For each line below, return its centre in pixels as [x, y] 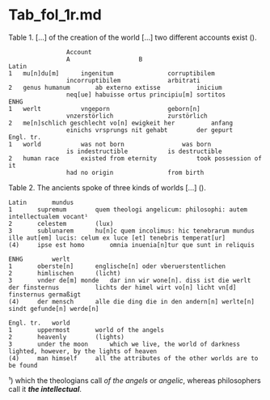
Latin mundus [41, 202]
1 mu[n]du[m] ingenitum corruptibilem [112, 73]
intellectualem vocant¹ [49, 216]
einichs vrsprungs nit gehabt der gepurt [149, 130]
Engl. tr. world [39, 323]
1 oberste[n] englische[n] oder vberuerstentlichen [117, 266]
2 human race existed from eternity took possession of [135, 158]
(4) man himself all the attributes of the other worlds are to [133, 358]
